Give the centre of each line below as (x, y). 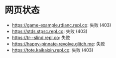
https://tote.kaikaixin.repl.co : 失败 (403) (53, 50)
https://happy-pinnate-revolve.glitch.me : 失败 (58, 43)
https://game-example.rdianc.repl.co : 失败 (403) (61, 25)
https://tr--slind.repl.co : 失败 (41, 37)
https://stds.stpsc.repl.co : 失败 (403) (50, 31)
